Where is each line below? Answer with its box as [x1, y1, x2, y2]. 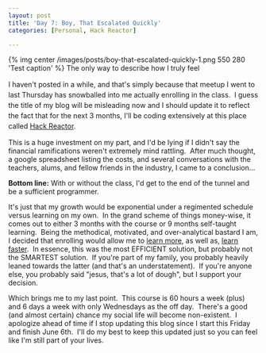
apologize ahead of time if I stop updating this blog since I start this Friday [8, 319, 251, 328]
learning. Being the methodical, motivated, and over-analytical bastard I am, [8, 228, 258, 237]
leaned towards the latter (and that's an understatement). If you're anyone [8, 261, 253, 271]
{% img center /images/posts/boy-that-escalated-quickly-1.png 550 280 [8, 55, 246, 64]
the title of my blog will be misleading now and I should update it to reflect [8, 101, 250, 110]
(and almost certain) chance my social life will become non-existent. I [8, 310, 237, 320]
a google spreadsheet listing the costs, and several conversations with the [8, 155, 252, 164]
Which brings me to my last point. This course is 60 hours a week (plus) [8, 294, 245, 303]
